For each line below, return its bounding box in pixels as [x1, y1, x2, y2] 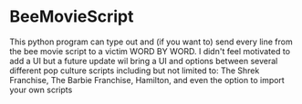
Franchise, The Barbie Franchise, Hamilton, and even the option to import [9, 74, 285, 85]
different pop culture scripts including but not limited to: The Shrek [9, 65, 260, 76]
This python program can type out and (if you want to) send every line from [9, 36, 294, 47]
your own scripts [9, 84, 73, 95]
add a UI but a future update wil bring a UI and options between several [9, 55, 278, 66]
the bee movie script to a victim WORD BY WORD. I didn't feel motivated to [9, 45, 290, 56]
